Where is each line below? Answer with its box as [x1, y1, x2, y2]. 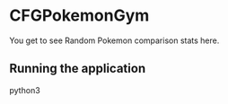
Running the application [9, 61, 146, 76]
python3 [9, 84, 40, 95]
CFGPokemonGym [9, 5, 150, 26]
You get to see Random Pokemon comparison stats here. [9, 35, 220, 46]
